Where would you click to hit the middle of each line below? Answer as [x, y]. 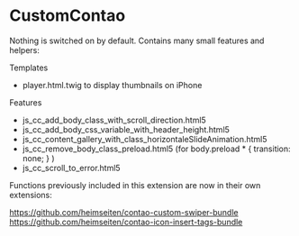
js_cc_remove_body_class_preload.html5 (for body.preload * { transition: [156, 149]
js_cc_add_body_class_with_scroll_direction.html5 [114, 120]
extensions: [31, 195]
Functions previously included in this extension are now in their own [135, 185]
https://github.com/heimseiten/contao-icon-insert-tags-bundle [126, 222]
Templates [29, 68]
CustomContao [68, 16]
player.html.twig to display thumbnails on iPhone [112, 85]
